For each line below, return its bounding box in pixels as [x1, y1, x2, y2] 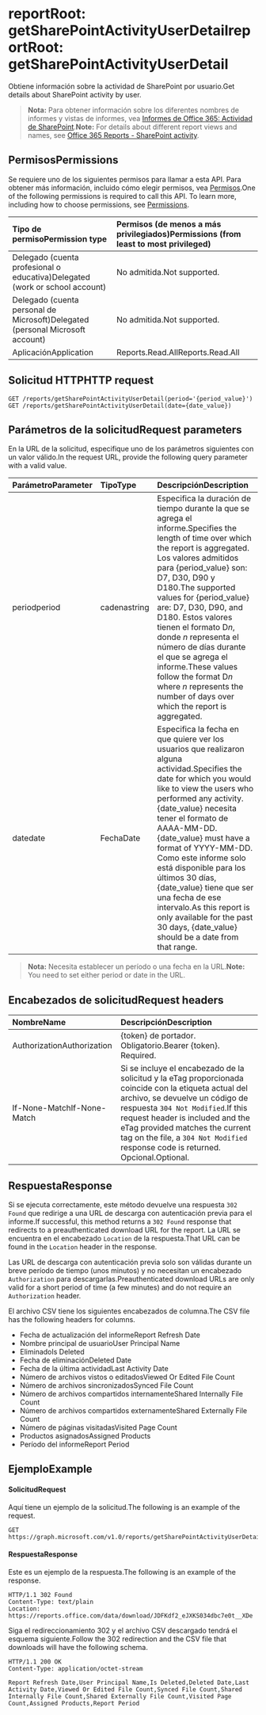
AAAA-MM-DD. [157, 823, 218, 834]
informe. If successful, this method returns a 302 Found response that [8, 1217, 232, 1226]
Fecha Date [100, 833, 141, 844]
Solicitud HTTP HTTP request [8, 374, 154, 387]
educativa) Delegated [12, 271, 91, 282]
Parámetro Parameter [12, 480, 93, 491]
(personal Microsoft [12, 324, 85, 335]
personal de [12, 304, 57, 315]
